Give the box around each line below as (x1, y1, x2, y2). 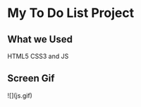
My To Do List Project (7, 5, 135, 21)
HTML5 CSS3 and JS (7, 52, 69, 60)
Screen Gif (7, 72, 55, 84)
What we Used (7, 33, 73, 45)
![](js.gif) (7, 91, 33, 100)
